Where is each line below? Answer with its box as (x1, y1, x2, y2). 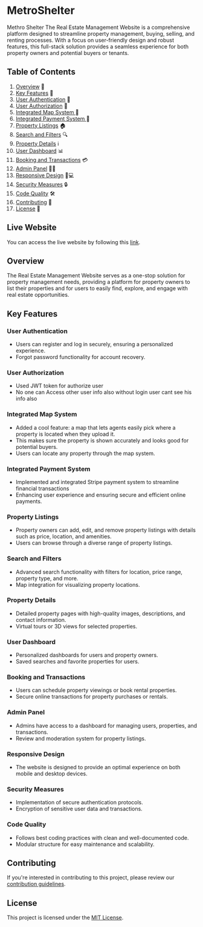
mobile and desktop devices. (15, 770, 88, 777)
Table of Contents (7, 67, 76, 77)
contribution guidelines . (7, 880, 66, 888)
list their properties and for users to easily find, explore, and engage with (7, 285, 188, 292)
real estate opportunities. (7, 291, 69, 299)
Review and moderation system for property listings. (15, 735, 146, 742)
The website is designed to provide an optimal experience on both (15, 764, 181, 771)
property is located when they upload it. (15, 430, 115, 438)
